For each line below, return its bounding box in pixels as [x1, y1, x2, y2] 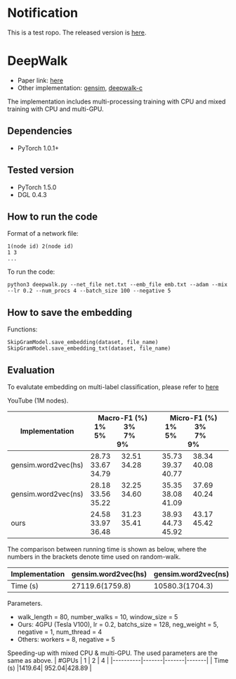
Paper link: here [17, 76, 63, 84]
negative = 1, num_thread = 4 [17, 628, 103, 636]
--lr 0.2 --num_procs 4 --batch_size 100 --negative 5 [7, 287, 171, 295]
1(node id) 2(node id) [7, 243, 74, 250]
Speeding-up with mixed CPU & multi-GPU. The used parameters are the [7, 649, 218, 657]
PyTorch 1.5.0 [17, 183, 57, 191]
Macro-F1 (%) [98, 413, 147, 423]
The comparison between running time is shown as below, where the [7, 545, 207, 553]
